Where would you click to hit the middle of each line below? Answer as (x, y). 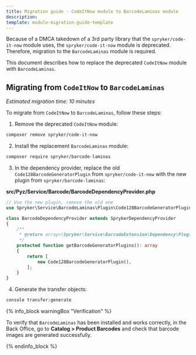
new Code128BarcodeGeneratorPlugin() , (84, 262)
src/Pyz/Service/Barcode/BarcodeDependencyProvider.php (81, 191)
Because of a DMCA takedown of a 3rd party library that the (78, 39)
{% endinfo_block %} (32, 346)
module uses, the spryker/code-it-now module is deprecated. (97, 45)
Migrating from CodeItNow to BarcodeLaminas (85, 87)
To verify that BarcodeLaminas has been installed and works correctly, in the (96, 323)
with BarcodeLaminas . (31, 69)
